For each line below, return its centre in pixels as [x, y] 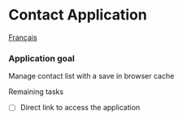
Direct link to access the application [80, 108]
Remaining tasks [36, 92]
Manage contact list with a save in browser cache [91, 76]
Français [23, 37]
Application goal [41, 58]
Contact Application [78, 15]
